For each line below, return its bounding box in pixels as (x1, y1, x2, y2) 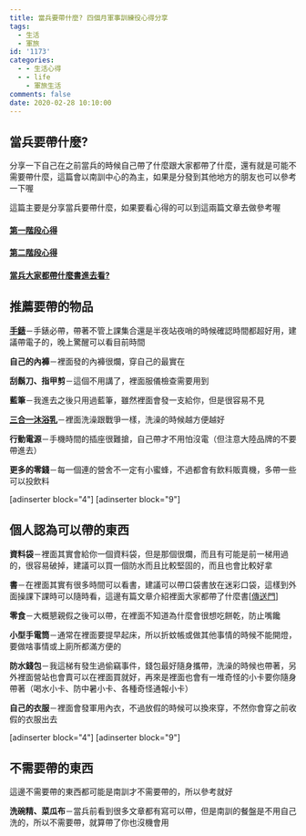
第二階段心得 (9, 247, 57, 258)
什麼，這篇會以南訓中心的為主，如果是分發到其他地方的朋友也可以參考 (33, 171, 297, 182)
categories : (9, 56, 55, 65)
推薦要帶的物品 (9, 299, 94, 315)
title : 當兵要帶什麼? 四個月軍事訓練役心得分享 (9, 13, 168, 23)
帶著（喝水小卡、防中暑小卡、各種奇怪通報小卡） (9, 683, 193, 694)
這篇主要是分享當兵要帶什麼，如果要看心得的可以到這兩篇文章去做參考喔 (9, 202, 280, 213)
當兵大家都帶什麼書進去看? (9, 270, 110, 281)
